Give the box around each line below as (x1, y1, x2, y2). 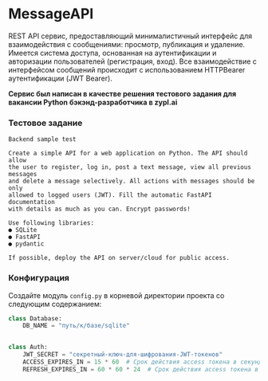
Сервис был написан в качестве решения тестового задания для (8, 88, 237, 98)
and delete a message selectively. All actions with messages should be (8, 177, 255, 186)
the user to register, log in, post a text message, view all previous (8, 163, 251, 171)
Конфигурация (8, 273, 70, 284)
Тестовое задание (8, 117, 83, 128)
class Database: (8, 314, 62, 323)
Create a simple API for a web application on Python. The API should (8, 149, 248, 158)
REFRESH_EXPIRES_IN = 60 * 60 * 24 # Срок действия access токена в (22, 365, 259, 373)
